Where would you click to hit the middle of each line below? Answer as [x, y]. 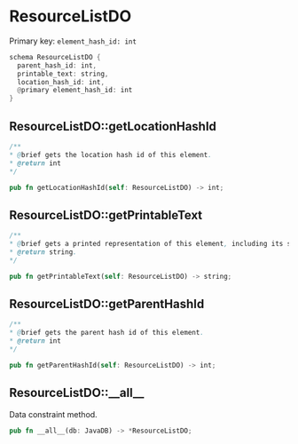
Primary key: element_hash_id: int [73, 41]
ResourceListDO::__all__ [77, 393]
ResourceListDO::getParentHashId [107, 304]
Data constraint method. [53, 414]
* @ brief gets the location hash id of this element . [111, 155]
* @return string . [43, 252]
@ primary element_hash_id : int [75, 91]
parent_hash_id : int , [57, 65]
